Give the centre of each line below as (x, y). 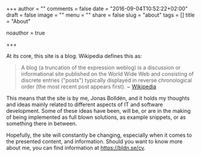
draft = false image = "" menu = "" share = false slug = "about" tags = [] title (100, 15)
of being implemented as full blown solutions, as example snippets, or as (96, 117)
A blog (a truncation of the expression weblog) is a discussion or (101, 67)
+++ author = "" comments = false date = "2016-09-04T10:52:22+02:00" (97, 9)
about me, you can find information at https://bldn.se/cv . (76, 148)
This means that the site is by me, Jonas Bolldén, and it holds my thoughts (98, 98)
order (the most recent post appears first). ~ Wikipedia (88, 87)
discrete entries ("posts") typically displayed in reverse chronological (106, 80)
